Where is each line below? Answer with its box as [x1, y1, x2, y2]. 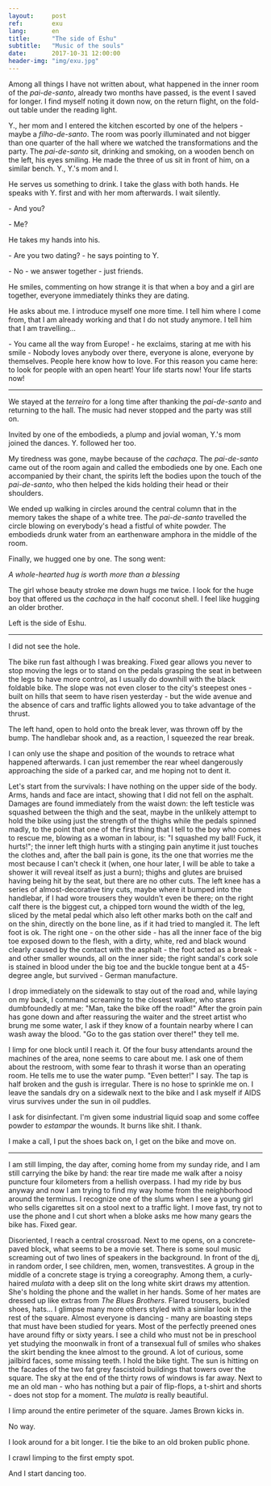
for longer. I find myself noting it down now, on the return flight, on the [8, 96, 242, 106]
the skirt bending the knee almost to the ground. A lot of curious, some [8, 1347, 244, 1357]
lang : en [8, 27, 60, 35]
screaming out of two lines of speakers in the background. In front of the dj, [8, 1252, 260, 1262]
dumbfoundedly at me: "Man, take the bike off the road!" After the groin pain [8, 1003, 262, 1013]
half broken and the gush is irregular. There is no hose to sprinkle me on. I [8, 1079, 254, 1089]
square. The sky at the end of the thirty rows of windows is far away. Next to [8, 1373, 263, 1382]
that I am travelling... [8, 323, 77, 332]
